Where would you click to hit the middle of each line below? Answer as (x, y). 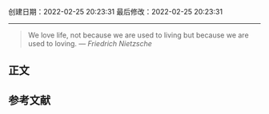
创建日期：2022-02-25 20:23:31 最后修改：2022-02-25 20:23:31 (115, 12)
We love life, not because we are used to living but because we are (139, 35)
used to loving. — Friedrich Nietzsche (90, 43)
